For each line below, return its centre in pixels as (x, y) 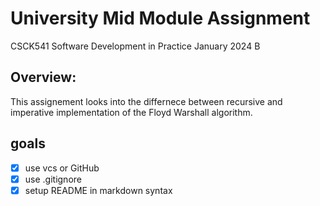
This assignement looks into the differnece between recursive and (146, 101)
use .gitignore (53, 179)
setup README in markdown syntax (98, 190)
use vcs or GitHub (62, 168)
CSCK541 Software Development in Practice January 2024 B (135, 46)
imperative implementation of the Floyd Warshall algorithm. (131, 112)
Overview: (43, 77)
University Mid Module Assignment (160, 18)
